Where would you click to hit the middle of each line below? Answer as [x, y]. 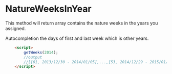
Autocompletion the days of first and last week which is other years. [77, 38]
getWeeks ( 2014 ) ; [41, 52]
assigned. [16, 28]
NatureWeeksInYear [48, 9]
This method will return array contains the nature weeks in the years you [82, 23]
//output [33, 57]
